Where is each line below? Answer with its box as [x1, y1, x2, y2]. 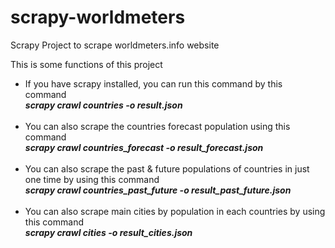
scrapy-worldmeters [10, 6, 186, 29]
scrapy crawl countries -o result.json [24, 99, 183, 111]
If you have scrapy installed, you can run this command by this [24, 77, 283, 90]
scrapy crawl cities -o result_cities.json [24, 226, 193, 238]
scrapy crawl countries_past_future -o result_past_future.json [24, 184, 292, 196]
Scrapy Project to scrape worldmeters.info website [10, 39, 220, 51]
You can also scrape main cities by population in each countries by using [24, 205, 326, 217]
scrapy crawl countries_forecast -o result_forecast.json [24, 141, 264, 153]
